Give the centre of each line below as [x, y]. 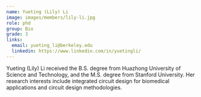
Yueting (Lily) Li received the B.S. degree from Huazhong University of [94, 68]
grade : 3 [17, 34]
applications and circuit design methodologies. [64, 87]
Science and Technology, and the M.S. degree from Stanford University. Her [101, 74]
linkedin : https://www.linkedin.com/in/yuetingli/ [76, 51]
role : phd [19, 23]
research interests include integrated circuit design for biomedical [88, 81]
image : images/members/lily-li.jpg [51, 17]
